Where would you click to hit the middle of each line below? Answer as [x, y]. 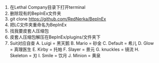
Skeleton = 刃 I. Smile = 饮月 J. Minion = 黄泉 [55, 55]
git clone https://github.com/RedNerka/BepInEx [58, 19]
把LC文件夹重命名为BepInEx [38, 25]
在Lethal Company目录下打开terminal [48, 7]
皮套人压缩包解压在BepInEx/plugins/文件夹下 [55, 37]
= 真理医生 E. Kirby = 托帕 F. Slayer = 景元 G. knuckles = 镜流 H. [74, 49]
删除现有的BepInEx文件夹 [35, 13]
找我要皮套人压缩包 [29, 31]
